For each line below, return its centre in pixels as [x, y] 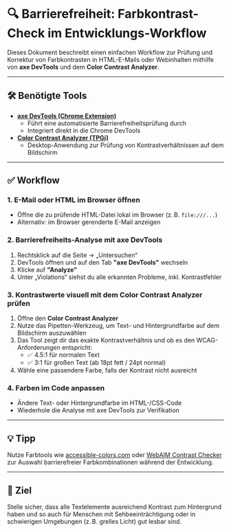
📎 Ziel [20, 490]
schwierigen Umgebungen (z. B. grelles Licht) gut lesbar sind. [95, 521]
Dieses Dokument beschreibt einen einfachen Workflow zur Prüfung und [110, 52]
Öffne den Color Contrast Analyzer [68, 318]
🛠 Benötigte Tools [47, 96]
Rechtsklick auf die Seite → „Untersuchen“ [77, 255]
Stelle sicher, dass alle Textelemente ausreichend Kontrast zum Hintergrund [114, 507]
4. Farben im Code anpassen [56, 388]
